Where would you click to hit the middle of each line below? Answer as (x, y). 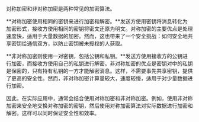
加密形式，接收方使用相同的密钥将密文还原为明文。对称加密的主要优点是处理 (99, 29)
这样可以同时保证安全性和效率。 (60, 113)
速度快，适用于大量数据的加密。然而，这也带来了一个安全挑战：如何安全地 (97, 36)
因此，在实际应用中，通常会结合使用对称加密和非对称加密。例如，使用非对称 (99, 98)
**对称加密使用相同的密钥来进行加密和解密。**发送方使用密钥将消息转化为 (97, 21)
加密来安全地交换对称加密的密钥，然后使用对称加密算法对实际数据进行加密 (97, 106)
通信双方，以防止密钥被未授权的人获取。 (76, 44)
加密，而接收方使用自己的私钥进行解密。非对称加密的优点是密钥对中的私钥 (102, 63)
